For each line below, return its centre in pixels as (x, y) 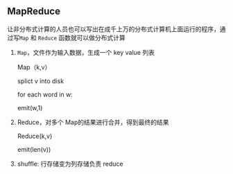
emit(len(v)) (34, 149)
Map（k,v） (34, 67)
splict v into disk (41, 81)
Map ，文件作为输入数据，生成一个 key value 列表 (86, 52)
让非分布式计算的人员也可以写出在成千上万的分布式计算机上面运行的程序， (113, 29)
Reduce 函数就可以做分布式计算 (82, 37)
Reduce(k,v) (35, 136)
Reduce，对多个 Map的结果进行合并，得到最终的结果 (93, 122)
